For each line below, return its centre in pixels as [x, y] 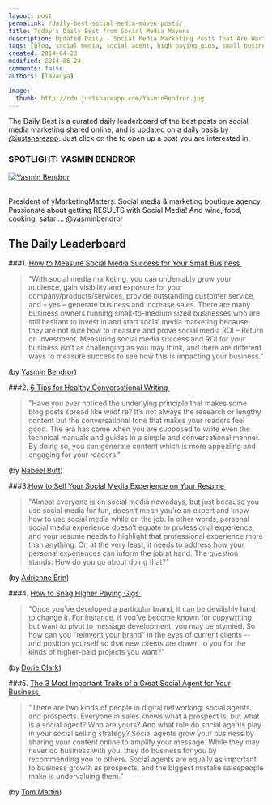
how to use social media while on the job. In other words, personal [138, 519]
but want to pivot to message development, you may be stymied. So [142, 626]
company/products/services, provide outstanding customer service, [142, 296]
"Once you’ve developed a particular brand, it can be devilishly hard [142, 609]
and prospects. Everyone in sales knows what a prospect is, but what [144, 716]
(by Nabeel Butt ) [36, 471]
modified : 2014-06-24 [45, 61]
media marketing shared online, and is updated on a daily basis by [119, 129]
